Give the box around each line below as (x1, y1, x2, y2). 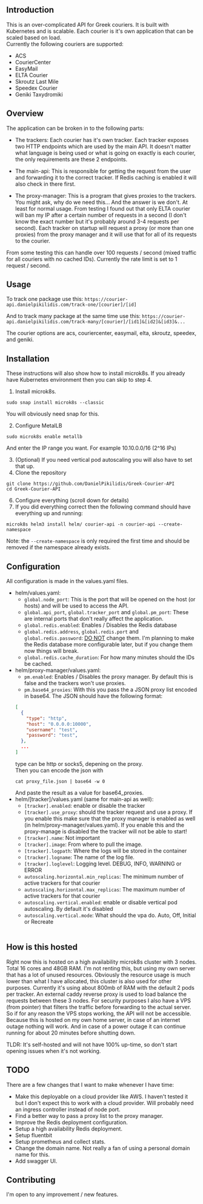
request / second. (6, 262, 50, 269)
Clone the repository (15, 469, 67, 476)
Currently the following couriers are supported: (6, 40, 124, 47)
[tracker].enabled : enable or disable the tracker (24, 802, 145, 809)
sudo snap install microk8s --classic (6, 400, 104, 406)
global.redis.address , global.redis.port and (24, 628, 139, 635)
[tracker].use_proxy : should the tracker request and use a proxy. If (24, 808, 193, 816)
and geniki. (6, 336, 35, 343)
